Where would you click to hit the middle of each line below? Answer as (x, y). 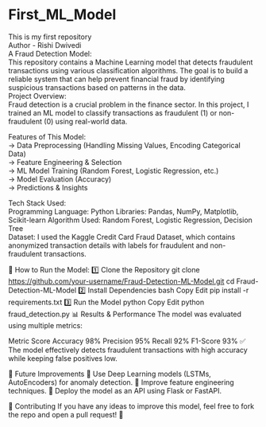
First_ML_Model (62, 15)
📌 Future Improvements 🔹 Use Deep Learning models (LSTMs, (110, 374)
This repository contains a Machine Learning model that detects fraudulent (131, 62)
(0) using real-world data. (85, 121)
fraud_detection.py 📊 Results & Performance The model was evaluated (125, 314)
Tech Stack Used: (37, 203)
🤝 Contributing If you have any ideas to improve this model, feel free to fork (131, 406)
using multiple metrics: (46, 325)
